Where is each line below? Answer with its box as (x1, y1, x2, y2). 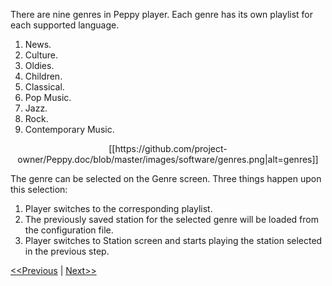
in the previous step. (24, 245, 110, 257)
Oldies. (24, 60, 55, 71)
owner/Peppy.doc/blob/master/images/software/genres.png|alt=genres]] (17, 154, 319, 165)
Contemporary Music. (24, 124, 115, 135)
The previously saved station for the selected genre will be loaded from (24, 214, 319, 225)
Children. (24, 70, 63, 82)
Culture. (24, 49, 58, 61)
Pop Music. (24, 92, 72, 103)
